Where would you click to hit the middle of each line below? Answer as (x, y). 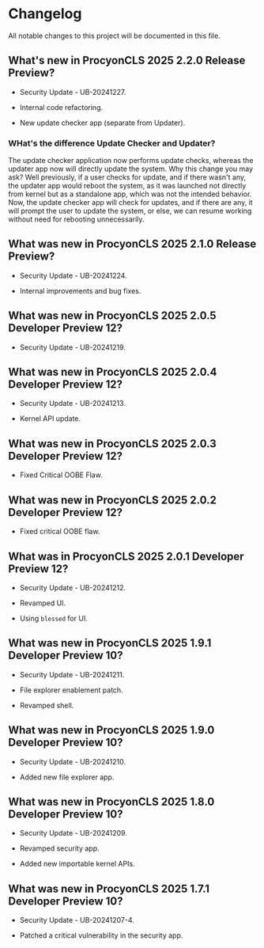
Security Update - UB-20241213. (73, 404)
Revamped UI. (42, 603)
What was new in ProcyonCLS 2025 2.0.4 (113, 372)
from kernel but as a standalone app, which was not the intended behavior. (130, 194)
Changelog (45, 14)
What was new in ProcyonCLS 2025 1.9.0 (111, 730)
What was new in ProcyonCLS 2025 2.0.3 (113, 444)
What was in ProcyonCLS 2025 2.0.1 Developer (126, 556)
